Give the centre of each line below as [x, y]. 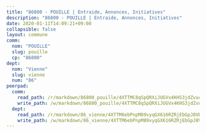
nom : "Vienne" [30, 69]
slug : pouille [30, 52]
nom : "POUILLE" [31, 47]
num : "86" [24, 80]
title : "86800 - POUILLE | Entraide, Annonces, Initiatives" [86, 12]
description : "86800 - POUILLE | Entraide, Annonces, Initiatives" [94, 18]
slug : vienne [29, 75]
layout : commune [27, 35]
